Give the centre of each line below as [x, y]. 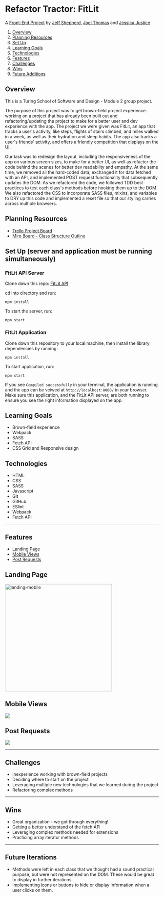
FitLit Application [26, 333]
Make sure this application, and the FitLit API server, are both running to [77, 395]
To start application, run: [30, 366]
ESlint [18, 507]
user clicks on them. [32, 890]
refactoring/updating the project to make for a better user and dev [72, 121]
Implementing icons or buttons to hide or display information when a [81, 885]
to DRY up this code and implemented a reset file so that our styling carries [81, 198]
